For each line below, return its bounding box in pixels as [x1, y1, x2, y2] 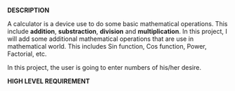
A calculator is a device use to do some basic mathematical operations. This [7, 20, 228, 28]
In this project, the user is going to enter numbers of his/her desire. [7, 63, 202, 71]
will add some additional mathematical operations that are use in [7, 35, 194, 43]
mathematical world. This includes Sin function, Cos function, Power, [7, 42, 208, 50]
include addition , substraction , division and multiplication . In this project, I [7, 28, 227, 35]
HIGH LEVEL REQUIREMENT [7, 77, 90, 85]
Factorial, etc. [7, 49, 47, 58]
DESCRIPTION [7, 6, 50, 14]
